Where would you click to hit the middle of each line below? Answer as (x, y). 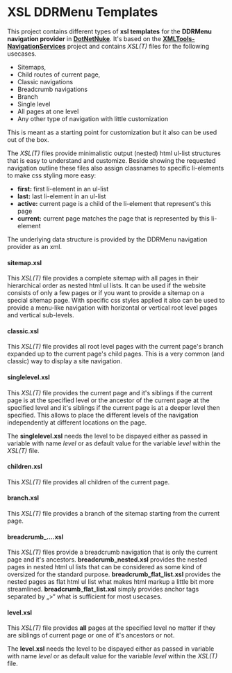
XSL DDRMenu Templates (83, 12)
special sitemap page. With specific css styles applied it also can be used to (116, 301)
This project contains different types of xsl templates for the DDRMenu (109, 31)
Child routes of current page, (59, 74)
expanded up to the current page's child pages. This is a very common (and (116, 354)
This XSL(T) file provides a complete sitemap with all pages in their (103, 278)
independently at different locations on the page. (77, 422)
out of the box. (28, 139)
